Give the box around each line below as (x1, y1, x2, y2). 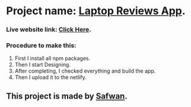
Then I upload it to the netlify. (14, 74, 87, 81)
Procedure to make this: (6, 42, 77, 50)
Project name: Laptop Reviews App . (6, 4, 186, 18)
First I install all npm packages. (14, 55, 91, 62)
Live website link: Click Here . (6, 26, 91, 34)
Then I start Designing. (14, 61, 71, 68)
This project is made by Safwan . (6, 91, 128, 101)
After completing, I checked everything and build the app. (14, 67, 156, 75)
